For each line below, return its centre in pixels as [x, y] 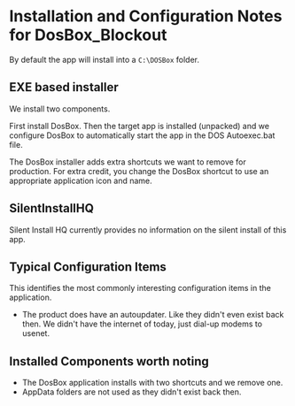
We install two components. [60, 109]
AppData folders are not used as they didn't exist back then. [132, 392]
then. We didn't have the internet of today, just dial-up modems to [142, 324]
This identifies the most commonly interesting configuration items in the [140, 288]
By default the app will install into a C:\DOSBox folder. [105, 59]
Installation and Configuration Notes [146, 16]
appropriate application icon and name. [81, 180]
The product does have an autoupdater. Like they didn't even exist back [153, 315]
